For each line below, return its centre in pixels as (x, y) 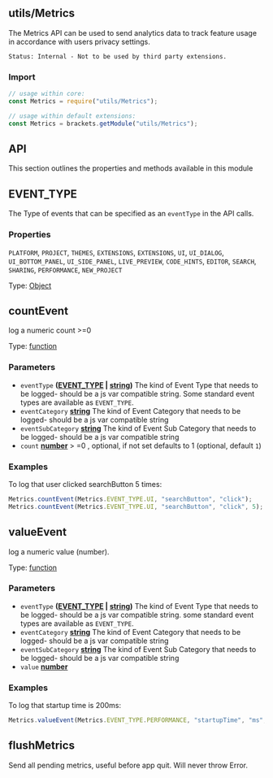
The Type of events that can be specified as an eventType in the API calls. (131, 214)
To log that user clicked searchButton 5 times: (85, 484)
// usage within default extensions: (72, 116)
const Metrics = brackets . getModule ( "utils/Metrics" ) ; (103, 124)
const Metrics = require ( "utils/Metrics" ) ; (83, 101)
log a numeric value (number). (59, 551)
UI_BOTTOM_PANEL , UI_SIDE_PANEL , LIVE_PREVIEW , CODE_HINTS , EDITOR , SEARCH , (132, 261)
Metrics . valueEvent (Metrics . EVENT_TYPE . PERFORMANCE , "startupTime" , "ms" (136, 720)
